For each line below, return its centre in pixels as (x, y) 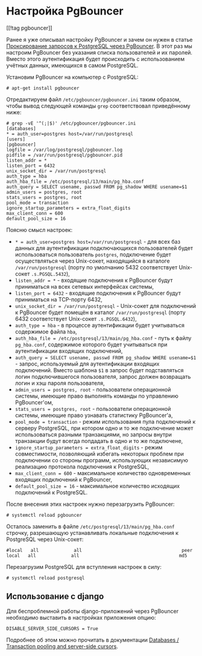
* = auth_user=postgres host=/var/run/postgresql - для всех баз (98, 241)
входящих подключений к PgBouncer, (64, 479)
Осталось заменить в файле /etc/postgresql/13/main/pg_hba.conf (90, 526)
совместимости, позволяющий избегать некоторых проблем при (99, 454)
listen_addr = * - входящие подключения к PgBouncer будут (94, 280)
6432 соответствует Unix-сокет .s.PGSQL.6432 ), (76, 318)
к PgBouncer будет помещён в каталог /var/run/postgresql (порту (100, 312)
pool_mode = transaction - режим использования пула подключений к (105, 421)
